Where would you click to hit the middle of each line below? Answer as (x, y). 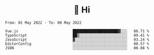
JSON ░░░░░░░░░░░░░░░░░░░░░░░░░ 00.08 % (77, 48)
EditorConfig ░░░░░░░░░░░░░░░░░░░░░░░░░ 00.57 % (77, 44)
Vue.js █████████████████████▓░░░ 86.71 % (77, 31)
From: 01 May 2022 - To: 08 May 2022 (43, 23)
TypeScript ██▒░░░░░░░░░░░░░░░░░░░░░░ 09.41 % (77, 35)
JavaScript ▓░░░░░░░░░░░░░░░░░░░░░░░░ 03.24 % (77, 40)
